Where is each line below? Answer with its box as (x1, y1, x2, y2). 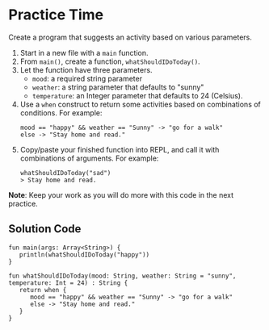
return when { (19, 286, 67, 294)
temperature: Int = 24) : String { (8, 278, 128, 287)
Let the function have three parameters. (19, 65, 153, 74)
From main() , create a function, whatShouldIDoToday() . (19, 56, 200, 66)
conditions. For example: (19, 107, 103, 118)
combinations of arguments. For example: (19, 153, 159, 163)
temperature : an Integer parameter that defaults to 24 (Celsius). (32, 90, 243, 100)
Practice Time (8, 6, 104, 24)
